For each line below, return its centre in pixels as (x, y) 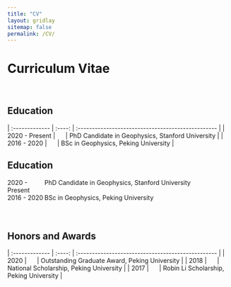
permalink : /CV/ (31, 34)
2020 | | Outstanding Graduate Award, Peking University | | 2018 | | (113, 261)
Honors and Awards (52, 236)
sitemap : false (30, 27)
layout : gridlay (31, 21)
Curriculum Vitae (59, 69)
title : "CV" (25, 14)
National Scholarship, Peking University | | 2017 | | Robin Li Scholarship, (116, 268)
